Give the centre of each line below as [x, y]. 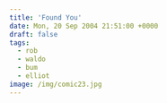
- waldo [32, 59]
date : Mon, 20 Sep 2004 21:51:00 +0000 [84, 26]
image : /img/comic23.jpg [56, 84]
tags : [19, 43]
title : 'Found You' [46, 17]
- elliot [34, 76]
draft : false [34, 34]
